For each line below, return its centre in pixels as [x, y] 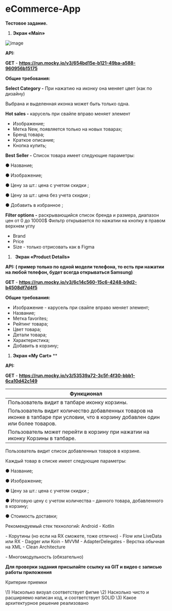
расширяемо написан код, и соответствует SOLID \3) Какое [71, 597]
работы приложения [29, 572]
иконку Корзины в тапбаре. [42, 438]
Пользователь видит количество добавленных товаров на [81, 410]
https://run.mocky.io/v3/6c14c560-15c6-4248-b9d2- [78, 282]
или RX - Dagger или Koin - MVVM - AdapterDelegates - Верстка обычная [85, 541]
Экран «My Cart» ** [35, 355]
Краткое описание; [34, 140]
